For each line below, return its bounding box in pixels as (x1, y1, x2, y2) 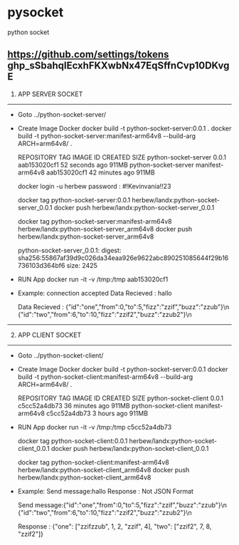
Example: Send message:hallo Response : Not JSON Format (17, 487, 194, 495)
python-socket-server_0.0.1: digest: (17, 246, 122, 254)
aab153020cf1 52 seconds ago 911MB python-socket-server (17, 160, 194, 169)
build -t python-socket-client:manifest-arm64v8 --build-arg (17, 372, 193, 381)
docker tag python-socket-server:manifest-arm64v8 (17, 217, 172, 225)
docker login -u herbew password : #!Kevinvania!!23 (17, 182, 171, 190)
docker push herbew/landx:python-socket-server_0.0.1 (53, 203, 215, 212)
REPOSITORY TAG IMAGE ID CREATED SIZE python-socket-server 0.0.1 (17, 152, 226, 161)
